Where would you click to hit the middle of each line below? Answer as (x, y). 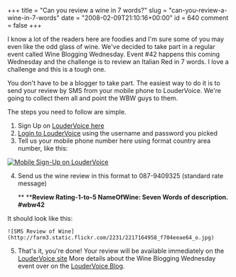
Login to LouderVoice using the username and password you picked (118, 133)
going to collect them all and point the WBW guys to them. (93, 98)
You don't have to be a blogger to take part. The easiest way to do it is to (114, 83)
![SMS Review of (31, 232)
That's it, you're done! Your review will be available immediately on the (121, 251)
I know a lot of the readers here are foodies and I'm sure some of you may (116, 39)
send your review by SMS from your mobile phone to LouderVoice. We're (114, 91)
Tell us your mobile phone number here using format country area (114, 141)
